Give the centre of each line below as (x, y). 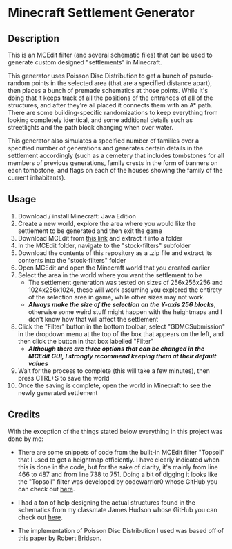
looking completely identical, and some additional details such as (100, 120)
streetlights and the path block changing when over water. (90, 127)
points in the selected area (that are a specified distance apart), (122, 83)
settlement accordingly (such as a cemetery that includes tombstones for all (116, 155)
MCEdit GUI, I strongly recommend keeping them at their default (122, 356)
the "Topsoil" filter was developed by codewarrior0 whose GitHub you (118, 481)
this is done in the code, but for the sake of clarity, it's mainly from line (118, 467)
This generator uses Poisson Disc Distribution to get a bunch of (98, 76)
